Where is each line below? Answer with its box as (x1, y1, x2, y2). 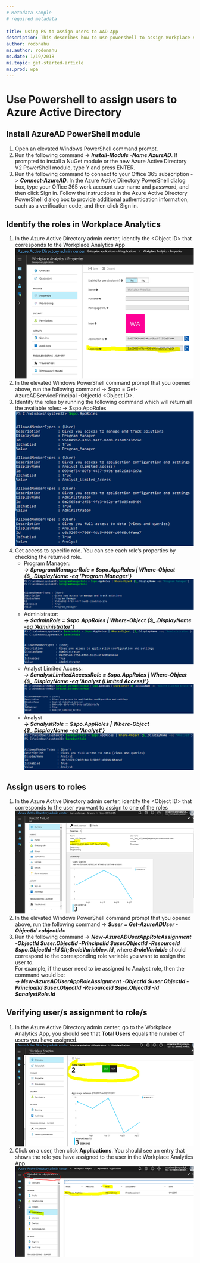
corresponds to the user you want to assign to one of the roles (14, 804, 168, 811)
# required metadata (6, 16, 58, 22)
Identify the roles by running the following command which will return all (14, 398, 192, 405)
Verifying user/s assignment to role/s (6, 1008, 148, 1018)
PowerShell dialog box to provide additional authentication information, (14, 196, 189, 203)
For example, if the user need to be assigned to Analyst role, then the (14, 965, 185, 972)
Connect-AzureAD (20, 177, 67, 184)
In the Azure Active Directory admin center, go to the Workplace (14, 1023, 172, 1030)
